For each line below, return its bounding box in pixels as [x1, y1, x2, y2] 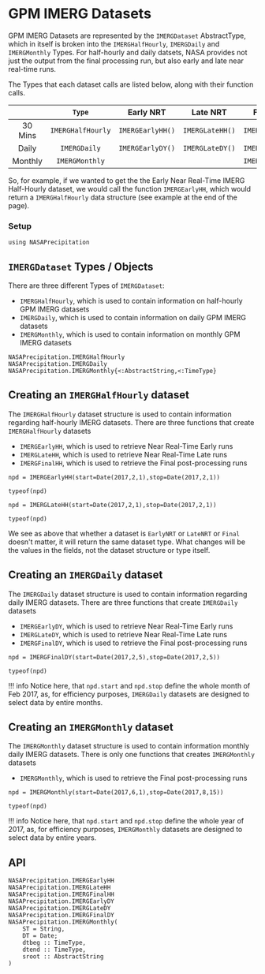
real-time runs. [8, 64, 57, 73]
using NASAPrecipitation [8, 238, 90, 247]
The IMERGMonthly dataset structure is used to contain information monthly [8, 741, 250, 751]
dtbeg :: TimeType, [22, 939, 87, 947]
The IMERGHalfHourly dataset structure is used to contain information [8, 409, 232, 419]
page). [8, 200, 30, 210]
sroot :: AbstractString [22, 953, 104, 961]
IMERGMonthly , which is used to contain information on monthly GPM [19, 330, 241, 339]
